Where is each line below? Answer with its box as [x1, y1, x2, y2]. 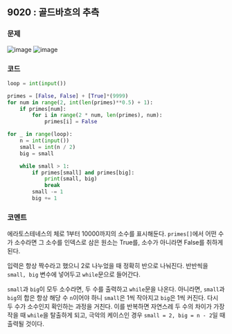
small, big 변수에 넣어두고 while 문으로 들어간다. [7, 270, 141, 279]
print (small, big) [44, 175, 98, 182]
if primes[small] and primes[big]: [32, 169, 135, 176]
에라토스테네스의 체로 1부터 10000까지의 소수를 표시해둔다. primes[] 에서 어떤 [7, 229, 217, 238]
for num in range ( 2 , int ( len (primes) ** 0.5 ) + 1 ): [7, 99, 154, 106]
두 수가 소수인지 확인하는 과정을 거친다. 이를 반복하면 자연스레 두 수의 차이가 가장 [7, 302, 225, 310]
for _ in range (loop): [7, 131, 73, 138]
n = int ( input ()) [19, 137, 70, 144]
